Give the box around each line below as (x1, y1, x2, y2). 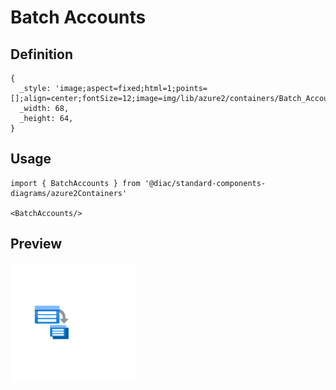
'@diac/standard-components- (144, 178, 267, 188)
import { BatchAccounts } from (10, 178, 141, 188)
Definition (10, 46, 73, 63)
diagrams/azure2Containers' (10, 188, 128, 198)
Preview (10, 236, 63, 253)
